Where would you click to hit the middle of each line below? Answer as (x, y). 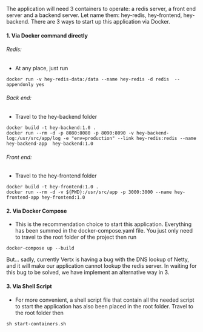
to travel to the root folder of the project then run (76, 237)
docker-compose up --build (40, 248)
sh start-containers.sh (36, 324)
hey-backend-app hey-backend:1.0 (50, 144)
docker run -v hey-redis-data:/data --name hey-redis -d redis (88, 79)
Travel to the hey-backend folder (56, 117)
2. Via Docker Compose (37, 211)
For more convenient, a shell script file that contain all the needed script (105, 300)
